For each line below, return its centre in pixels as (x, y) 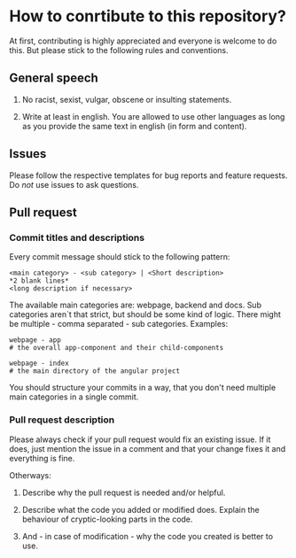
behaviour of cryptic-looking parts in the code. (107, 519)
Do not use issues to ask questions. (74, 184)
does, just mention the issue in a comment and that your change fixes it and (148, 448)
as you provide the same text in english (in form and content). (134, 126)
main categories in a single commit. (74, 397)
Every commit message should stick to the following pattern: (120, 257)
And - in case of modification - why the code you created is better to (147, 536)
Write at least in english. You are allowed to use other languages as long (153, 116)
